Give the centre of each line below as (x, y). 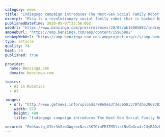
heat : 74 (14, 50)
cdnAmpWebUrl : (20, 37)
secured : (14, 127)
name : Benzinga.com (29, 68)
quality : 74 (17, 46)
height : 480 (26, 114)
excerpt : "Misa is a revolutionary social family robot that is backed (80, 19)
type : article (20, 42)
